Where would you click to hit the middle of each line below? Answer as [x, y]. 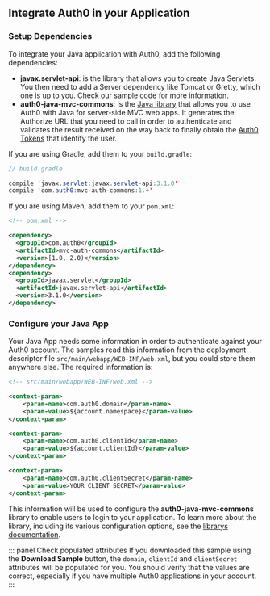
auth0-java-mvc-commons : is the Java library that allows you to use [135, 103]
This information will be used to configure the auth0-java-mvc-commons [131, 509]
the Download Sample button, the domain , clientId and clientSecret [123, 558]
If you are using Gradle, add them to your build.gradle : [100, 153]
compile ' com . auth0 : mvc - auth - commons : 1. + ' [81, 191]
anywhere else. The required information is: [81, 367]
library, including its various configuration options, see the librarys [118, 526]
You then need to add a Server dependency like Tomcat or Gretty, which [140, 86]
